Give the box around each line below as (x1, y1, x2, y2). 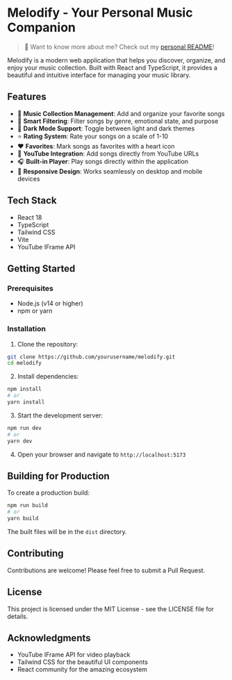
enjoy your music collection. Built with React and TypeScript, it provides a (7, 63, 217, 72)
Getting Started (7, 263, 76, 274)
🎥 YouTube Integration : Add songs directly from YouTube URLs (17, 149, 199, 158)
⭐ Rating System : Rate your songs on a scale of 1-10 (17, 132, 169, 140)
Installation (7, 324, 47, 334)
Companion (7, 19, 76, 35)
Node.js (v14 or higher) (17, 299, 83, 308)
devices (17, 174, 40, 183)
